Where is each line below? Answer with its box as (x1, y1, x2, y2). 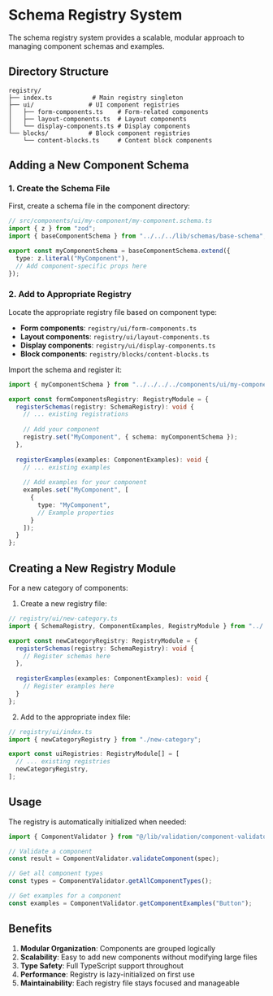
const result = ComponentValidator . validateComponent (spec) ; (8, 854, 220, 863)
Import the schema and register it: (8, 365, 122, 374)
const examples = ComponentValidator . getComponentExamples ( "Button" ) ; (8, 899, 253, 907)
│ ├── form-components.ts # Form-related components (8, 107, 209, 116)
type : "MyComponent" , (37, 500, 111, 509)
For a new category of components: (8, 583, 128, 593)
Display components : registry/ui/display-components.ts (19, 340, 216, 350)
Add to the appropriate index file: (19, 712, 132, 722)
